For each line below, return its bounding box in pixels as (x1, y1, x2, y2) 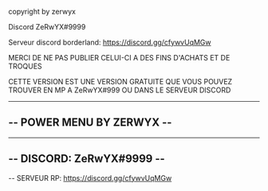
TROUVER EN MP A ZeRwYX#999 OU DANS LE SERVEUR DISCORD (8, 85, 231, 95)
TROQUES (8, 61, 42, 71)
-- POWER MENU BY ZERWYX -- (8, 115, 172, 130)
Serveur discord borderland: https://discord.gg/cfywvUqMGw (8, 37, 211, 47)
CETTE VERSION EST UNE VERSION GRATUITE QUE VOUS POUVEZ (8, 77, 233, 86)
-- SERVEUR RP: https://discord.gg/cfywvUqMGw (8, 173, 172, 182)
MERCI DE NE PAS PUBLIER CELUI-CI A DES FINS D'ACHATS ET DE (8, 53, 231, 62)
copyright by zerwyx (8, 7, 76, 16)
